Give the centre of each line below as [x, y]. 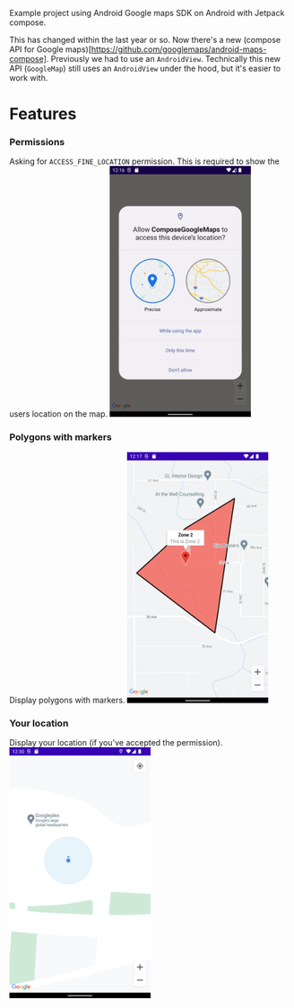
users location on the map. [59, 414]
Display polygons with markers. [67, 700]
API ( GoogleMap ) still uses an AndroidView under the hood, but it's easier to [145, 68]
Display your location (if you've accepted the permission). [116, 743]
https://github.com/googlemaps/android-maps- [179, 49]
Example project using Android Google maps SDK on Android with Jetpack [147, 13]
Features [43, 114]
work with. [29, 78]
